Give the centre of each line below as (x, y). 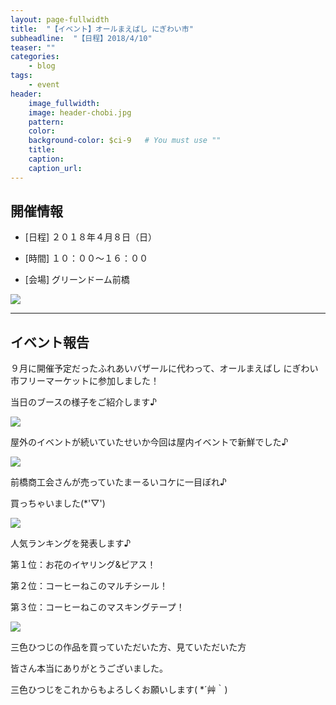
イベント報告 (50, 342)
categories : (35, 57)
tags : (21, 76)
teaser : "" (33, 47)
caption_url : (55, 168)
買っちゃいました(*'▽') (58, 503)
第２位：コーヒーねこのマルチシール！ (89, 586)
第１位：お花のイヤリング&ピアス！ (83, 565)
